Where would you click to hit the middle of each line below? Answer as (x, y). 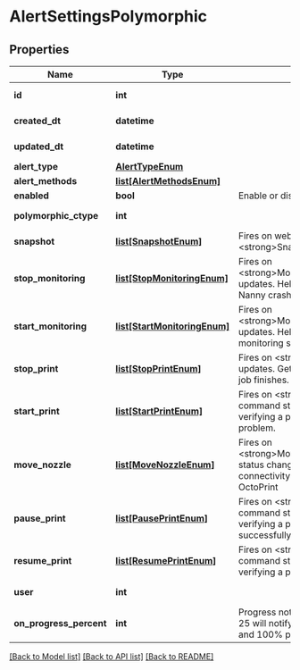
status (251, 465)
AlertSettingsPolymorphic (108, 17)
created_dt (37, 121)
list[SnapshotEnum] (159, 241)
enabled (31, 196)
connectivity (264, 476)
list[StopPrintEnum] (158, 368)
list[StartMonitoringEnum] (173, 326)
